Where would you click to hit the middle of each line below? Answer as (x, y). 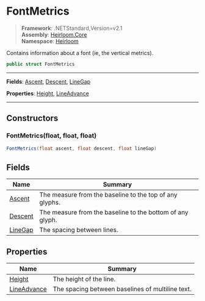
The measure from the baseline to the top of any (109, 195)
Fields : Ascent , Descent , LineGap (49, 81)
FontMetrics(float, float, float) (52, 136)
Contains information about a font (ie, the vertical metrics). (80, 53)
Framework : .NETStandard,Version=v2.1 (72, 28)
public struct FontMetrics (41, 64)
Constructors (32, 118)
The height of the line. (84, 279)
